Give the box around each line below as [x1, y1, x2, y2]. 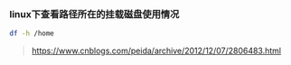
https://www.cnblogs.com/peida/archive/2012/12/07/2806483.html [31, 45, 282, 56]
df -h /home [9, 29, 54, 38]
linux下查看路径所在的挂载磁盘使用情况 [9, 7, 180, 20]
